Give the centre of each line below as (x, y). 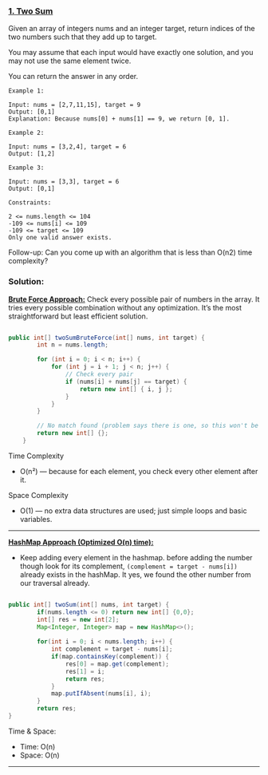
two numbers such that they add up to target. (83, 37)
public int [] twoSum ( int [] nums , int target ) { (89, 604)
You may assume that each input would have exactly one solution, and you (131, 53)
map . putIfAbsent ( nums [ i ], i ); (101, 694)
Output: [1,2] (32, 154)
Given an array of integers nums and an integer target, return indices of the (132, 29)
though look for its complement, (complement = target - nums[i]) (128, 566)
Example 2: (26, 133)
